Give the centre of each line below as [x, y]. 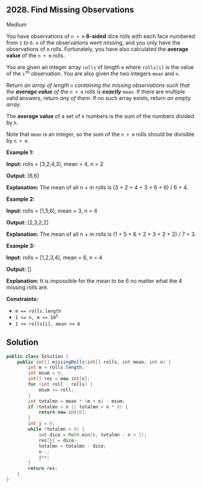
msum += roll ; [56, 390]
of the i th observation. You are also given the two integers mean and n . [93, 73]
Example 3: [21, 246]
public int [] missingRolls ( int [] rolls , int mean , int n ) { [94, 362]
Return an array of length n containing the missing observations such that [98, 85]
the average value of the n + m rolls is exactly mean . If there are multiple [96, 91]
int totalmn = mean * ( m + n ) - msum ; [77, 401]
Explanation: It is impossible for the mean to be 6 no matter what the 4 [94, 280]
